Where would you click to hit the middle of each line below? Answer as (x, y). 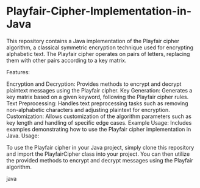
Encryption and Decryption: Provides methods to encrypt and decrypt (94, 84)
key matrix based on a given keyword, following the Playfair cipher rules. (98, 97)
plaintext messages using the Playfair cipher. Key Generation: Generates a (99, 90)
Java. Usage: (23, 136)
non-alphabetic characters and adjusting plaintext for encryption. (88, 110)
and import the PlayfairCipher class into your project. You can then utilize (98, 154)
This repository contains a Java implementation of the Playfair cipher (93, 41)
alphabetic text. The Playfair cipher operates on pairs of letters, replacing (98, 54)
